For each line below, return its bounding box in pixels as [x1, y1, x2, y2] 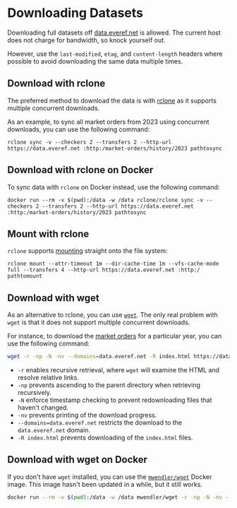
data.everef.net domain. [17, 426, 90, 435]
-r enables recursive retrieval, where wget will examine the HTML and [17, 366, 220, 374]
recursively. [17, 389, 51, 397]
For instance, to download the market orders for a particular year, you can [7, 332, 222, 341]
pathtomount [7, 273, 42, 280]
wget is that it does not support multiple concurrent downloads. [7, 318, 190, 326]
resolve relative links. [17, 373, 80, 382]
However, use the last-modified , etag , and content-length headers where [7, 49, 223, 58]
